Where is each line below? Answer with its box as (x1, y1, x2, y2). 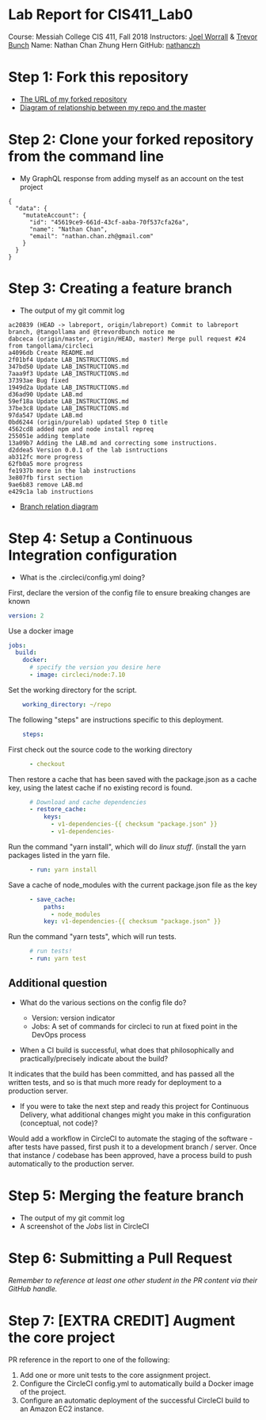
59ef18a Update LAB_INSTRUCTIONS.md (8, 397, 129, 406)
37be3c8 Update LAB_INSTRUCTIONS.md (8, 404, 129, 412)
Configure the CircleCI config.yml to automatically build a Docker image (19, 1379, 254, 1388)
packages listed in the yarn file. (8, 850, 111, 860)
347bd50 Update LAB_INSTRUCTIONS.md (8, 363, 129, 371)
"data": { (15, 204, 47, 212)
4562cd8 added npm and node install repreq (8, 425, 154, 433)
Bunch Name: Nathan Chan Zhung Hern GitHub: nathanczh (8, 40, 200, 49)
